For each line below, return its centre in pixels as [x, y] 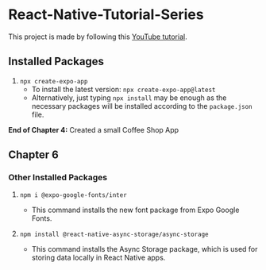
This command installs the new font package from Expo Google [135, 210]
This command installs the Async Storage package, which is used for [145, 249]
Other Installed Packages [58, 178]
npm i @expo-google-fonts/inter [73, 195]
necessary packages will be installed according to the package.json [142, 106]
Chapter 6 [34, 155]
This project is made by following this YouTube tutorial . [98, 37]
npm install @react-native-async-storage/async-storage [114, 235]
